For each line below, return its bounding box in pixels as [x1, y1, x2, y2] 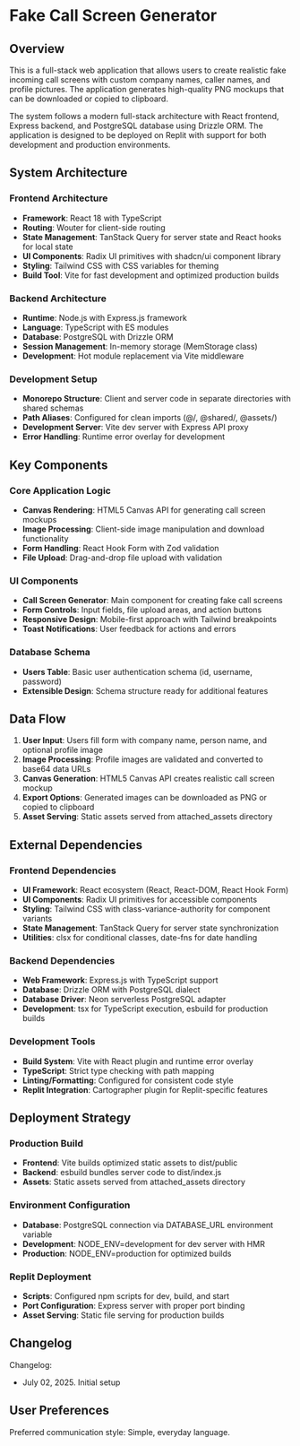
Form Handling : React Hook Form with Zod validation [21, 542, 219, 553]
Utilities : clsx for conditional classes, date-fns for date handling [21, 932, 258, 943]
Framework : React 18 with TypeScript [21, 212, 162, 223]
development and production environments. [9, 140, 171, 150]
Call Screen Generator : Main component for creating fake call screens [21, 595, 284, 606]
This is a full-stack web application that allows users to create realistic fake [9, 65, 287, 75]
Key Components [9, 457, 108, 472]
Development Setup [9, 373, 98, 385]
